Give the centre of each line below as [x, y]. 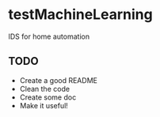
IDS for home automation [49, 36]
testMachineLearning [80, 15]
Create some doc [48, 97]
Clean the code [44, 89]
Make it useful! [44, 105]
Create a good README [58, 80]
